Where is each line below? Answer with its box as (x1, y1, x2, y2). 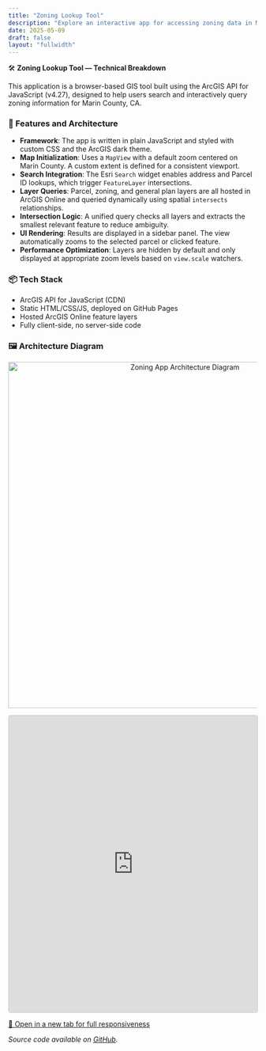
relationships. (19, 203, 64, 213)
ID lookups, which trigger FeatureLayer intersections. (19, 178, 192, 188)
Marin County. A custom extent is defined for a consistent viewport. (19, 161, 241, 171)
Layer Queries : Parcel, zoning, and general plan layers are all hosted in (19, 187, 251, 196)
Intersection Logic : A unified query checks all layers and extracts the (19, 211, 246, 222)
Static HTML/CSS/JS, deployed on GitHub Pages (19, 303, 178, 313)
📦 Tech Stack (8, 274, 63, 285)
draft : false (8, 33, 51, 42)
